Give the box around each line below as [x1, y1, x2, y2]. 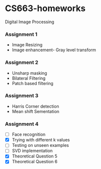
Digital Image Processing [5, 19, 54, 25]
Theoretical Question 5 [12, 153, 58, 159]
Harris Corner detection [12, 103, 59, 109]
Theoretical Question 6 [12, 159, 58, 165]
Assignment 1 [5, 31, 38, 38]
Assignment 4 [5, 120, 39, 127]
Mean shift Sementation [12, 108, 60, 114]
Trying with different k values [12, 137, 70, 143]
